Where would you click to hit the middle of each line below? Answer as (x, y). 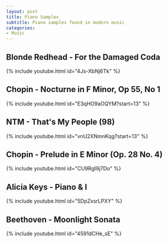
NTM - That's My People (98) (61, 122)
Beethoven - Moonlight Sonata (63, 219)
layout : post (22, 11)
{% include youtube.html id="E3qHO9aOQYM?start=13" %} (78, 104)
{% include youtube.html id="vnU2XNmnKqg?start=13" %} (77, 136)
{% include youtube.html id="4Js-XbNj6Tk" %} (63, 71)
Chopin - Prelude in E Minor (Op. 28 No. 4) (84, 154)
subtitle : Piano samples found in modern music (65, 22)
